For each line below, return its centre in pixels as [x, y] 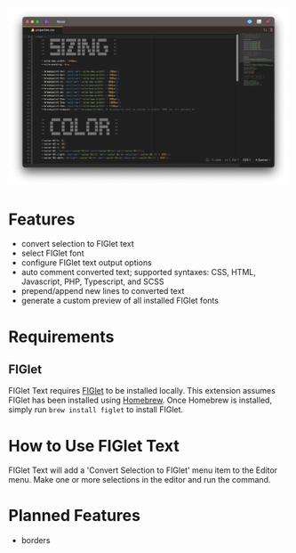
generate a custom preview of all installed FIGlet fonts [120, 301]
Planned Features [75, 516]
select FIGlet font [52, 253]
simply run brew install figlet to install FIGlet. [96, 410]
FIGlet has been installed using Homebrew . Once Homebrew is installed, [140, 400]
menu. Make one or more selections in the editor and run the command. [140, 480]
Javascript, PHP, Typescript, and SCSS [93, 281]
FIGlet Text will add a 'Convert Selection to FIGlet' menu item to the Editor [143, 470]
